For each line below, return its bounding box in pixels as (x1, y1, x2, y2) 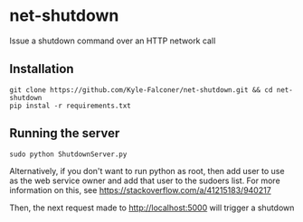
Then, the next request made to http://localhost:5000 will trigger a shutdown (9, 202, 295, 213)
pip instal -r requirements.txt (9, 101, 131, 110)
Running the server (9, 125, 120, 141)
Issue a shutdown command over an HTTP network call (9, 35, 216, 46)
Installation (9, 61, 74, 77)
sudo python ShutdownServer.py (9, 150, 128, 159)
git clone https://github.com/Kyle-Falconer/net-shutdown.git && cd (9, 85, 273, 95)
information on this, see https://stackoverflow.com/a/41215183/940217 (9, 184, 271, 195)
